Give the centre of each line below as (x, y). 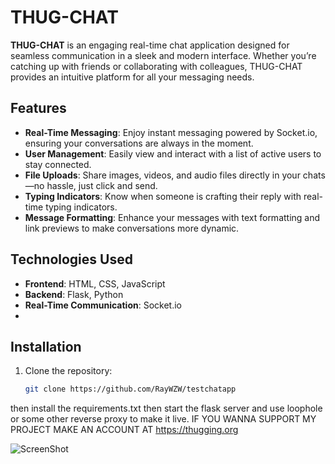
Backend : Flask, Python (74, 294)
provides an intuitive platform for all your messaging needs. (132, 77)
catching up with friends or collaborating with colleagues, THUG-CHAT (156, 66)
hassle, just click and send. (102, 185)
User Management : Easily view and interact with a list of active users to (173, 153)
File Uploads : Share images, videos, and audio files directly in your (162, 175)
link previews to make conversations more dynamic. (132, 228)
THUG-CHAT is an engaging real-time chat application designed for (150, 45)
